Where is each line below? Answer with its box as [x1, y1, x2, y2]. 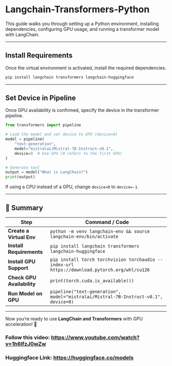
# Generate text [5, 165, 40, 170]
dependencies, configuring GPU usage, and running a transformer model [5, 26, 160, 32]
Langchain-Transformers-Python [5, 4, 150, 15]
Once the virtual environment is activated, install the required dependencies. [5, 65, 166, 71]
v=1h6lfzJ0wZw [5, 340, 47, 347]
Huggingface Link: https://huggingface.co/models [5, 354, 134, 361]
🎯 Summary [5, 204, 44, 212]
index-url [50, 262, 74, 268]
